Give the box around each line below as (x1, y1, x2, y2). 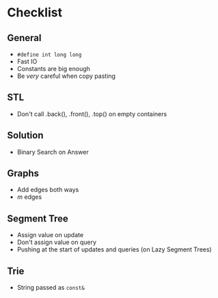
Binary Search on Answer (16, 148, 89, 156)
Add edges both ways (16, 186, 79, 194)
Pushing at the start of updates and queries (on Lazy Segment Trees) (16, 245, 212, 254)
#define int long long (16, 51, 82, 58)
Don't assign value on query (16, 238, 97, 247)
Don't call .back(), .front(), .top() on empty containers (16, 109, 167, 118)
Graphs (7, 167, 40, 179)
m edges (16, 193, 42, 201)
